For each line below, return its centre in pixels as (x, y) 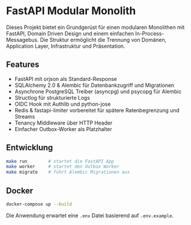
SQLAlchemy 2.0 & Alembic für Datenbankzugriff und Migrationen (94, 85)
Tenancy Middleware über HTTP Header (63, 123)
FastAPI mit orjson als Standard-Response (66, 79)
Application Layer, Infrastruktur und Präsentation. (66, 46)
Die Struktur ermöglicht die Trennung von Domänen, (103, 40)
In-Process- (150, 33)
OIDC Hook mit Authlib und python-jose (63, 104)
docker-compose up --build (39, 204)
